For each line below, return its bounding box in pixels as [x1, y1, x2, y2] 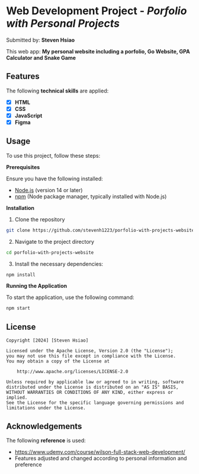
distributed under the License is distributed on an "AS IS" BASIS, [6, 384, 179, 390]
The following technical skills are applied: [6, 87, 109, 94]
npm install [6, 272, 36, 278]
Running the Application [6, 282, 67, 290]
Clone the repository [14, 215, 65, 223]
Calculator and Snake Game [6, 54, 76, 61]
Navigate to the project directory [14, 238, 95, 245]
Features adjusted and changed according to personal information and [14, 454, 187, 462]
